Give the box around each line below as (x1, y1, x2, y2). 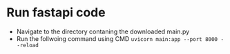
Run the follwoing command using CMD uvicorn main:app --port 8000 (16, 34, 218, 42)
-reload (16, 42, 39, 49)
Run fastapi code (6, 5, 106, 21)
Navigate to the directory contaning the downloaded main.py (16, 27, 190, 36)
